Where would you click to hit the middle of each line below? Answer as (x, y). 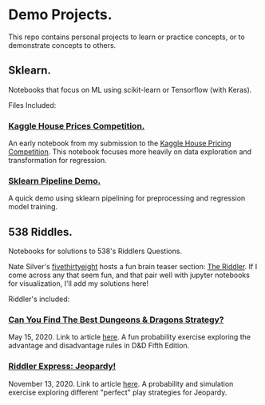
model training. (33, 207)
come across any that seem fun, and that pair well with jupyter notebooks (129, 275)
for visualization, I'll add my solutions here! (79, 284)
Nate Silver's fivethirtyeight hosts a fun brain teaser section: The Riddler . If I (133, 267)
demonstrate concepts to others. (62, 45)
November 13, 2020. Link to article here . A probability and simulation (121, 383)
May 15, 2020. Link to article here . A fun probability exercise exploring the (130, 337)
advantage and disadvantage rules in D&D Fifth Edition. (99, 346)
